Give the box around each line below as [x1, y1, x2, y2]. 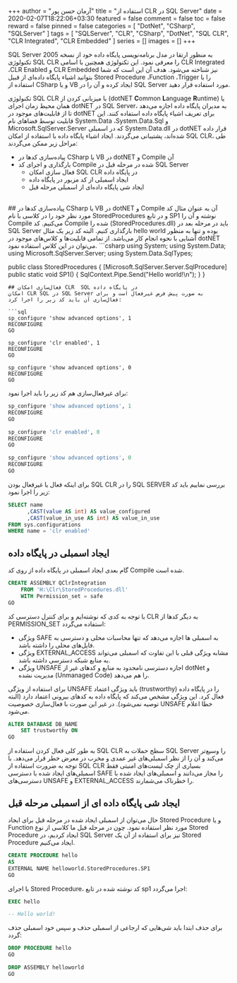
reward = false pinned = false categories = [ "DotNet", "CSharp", [8, 22, 196, 30]
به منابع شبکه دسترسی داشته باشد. [18, 655, 111, 664]
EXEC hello [8, 898, 40, 905]
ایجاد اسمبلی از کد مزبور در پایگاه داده [28, 175, 129, 184]
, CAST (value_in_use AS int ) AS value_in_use [26, 514, 160, 522]
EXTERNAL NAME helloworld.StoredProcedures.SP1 [8, 865, 151, 872]
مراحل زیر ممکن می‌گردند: [8, 139, 78, 148]
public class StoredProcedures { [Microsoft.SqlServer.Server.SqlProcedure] [8, 263, 228, 271]
